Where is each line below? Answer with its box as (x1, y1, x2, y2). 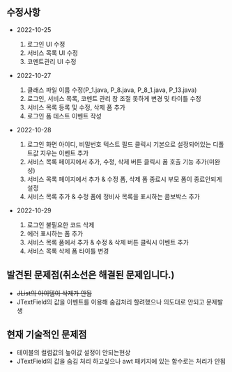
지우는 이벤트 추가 (40, 148, 89, 157)
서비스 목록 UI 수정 (26, 48, 78, 57)
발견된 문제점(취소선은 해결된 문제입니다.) (6, 269, 175, 281)
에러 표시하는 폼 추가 (26, 229, 84, 238)
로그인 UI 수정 (26, 40, 65, 48)
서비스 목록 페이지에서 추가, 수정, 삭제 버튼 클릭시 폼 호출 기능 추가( (26, 157, 210, 166)
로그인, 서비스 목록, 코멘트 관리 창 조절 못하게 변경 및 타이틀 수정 (26, 94, 201, 102)
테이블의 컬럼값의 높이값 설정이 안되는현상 (16, 348, 131, 357)
